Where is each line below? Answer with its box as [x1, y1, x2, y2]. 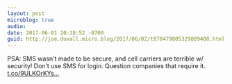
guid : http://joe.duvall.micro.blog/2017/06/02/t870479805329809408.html [7, 36, 226, 43]
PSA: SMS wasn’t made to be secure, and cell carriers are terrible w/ [7, 54, 204, 63]
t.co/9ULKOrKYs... [7, 70, 60, 78]
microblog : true [7, 17, 54, 23]
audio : [7, 23, 26, 30]
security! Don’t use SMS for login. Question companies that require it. [7, 62, 206, 70]
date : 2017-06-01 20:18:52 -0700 [7, 29, 104, 36]
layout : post [7, 10, 45, 17]
